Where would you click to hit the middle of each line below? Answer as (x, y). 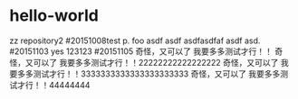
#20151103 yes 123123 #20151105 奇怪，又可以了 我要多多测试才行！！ (141, 51)
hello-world (54, 16)
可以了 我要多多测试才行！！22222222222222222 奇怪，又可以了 (156, 62)
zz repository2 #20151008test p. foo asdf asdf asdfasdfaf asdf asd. (135, 40)
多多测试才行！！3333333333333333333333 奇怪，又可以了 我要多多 (149, 74)
